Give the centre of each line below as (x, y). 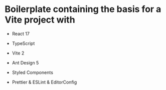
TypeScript (23, 43)
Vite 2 (18, 53)
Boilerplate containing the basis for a (83, 9)
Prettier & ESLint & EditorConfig (44, 82)
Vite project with (40, 20)
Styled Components (33, 72)
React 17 (21, 33)
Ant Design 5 (25, 62)
